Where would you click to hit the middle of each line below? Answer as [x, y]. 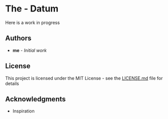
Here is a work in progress [33, 22]
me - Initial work [29, 50]
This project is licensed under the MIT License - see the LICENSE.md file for [84, 78]
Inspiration [23, 111]
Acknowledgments [36, 99]
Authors [18, 38]
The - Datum [32, 9]
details [12, 83]
